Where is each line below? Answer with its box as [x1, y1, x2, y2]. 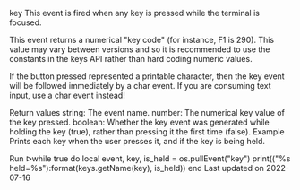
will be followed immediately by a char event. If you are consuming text [9, 81, 271, 91]
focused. [9, 17, 42, 28]
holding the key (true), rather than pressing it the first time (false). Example [9, 126, 285, 137]
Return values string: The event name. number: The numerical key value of [9, 108, 285, 117]
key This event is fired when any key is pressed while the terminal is [9, 8, 260, 18]
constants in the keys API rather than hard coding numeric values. [9, 54, 253, 64]
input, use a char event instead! [9, 90, 125, 100]
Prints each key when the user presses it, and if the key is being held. [9, 136, 266, 146]
